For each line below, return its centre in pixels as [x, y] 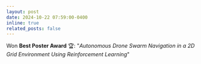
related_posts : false [34, 28]
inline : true [23, 23]
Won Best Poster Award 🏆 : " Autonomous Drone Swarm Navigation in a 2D [100, 46]
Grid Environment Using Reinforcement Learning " [68, 54]
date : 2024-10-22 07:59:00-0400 [47, 17]
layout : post [23, 12]
